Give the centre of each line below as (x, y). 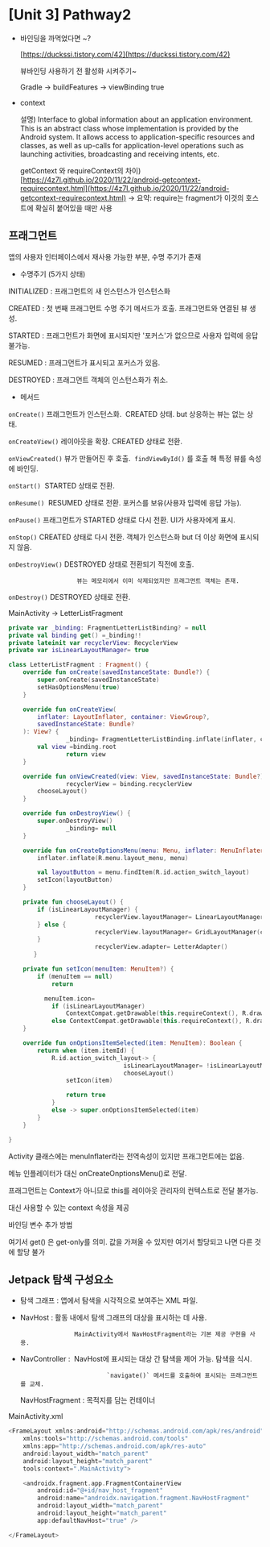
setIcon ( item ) (89, 1081)
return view (86, 754)
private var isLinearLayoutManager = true (79, 651)
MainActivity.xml (36, 1416)
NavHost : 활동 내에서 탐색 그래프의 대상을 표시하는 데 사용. (113, 1318)
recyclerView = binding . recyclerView (129, 784)
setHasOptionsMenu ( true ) (79, 687)
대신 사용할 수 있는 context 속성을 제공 (69, 1208)
